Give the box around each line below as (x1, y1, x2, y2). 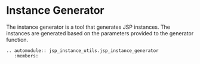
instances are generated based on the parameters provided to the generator (6, 29, 194, 36)
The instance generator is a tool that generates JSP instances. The (6, 23, 170, 31)
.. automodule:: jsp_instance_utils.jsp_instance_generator (6, 47, 159, 54)
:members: (14, 53, 39, 59)
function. (6, 36, 29, 43)
